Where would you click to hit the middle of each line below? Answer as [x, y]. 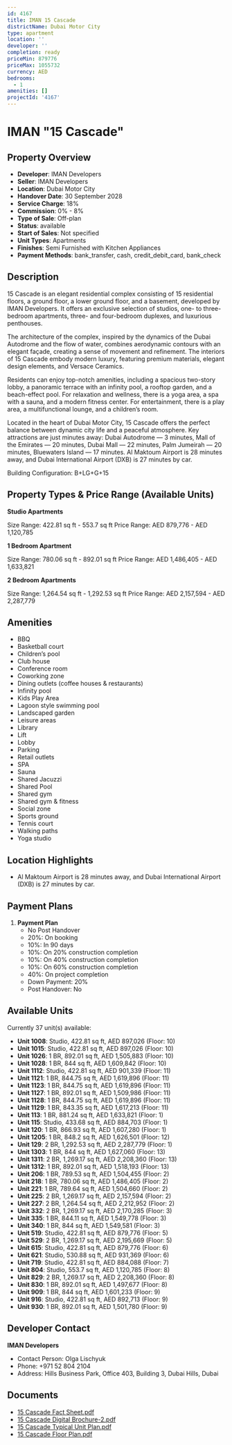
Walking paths [37, 831]
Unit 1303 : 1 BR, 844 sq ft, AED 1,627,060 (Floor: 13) [91, 1151]
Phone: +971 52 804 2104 [54, 1366]
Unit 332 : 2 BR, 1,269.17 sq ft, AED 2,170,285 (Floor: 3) [95, 1210]
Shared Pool [35, 787]
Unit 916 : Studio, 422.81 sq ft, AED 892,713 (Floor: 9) [92, 1299]
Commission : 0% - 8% [51, 211]
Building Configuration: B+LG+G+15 [58, 473]
